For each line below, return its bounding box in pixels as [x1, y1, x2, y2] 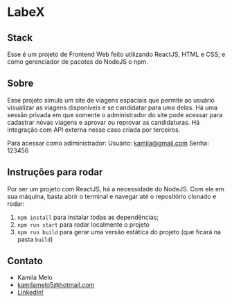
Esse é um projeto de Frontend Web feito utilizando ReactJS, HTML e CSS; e [7, 50, 226, 58]
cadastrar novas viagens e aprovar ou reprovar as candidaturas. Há [7, 118, 200, 126]
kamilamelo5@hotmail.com [17, 281, 95, 289]
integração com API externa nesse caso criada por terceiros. [7, 125, 181, 134]
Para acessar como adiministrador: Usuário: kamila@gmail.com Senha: [7, 139, 209, 147]
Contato [7, 255, 43, 267]
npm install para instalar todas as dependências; [17, 213, 159, 221]
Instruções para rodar [7, 166, 103, 178]
